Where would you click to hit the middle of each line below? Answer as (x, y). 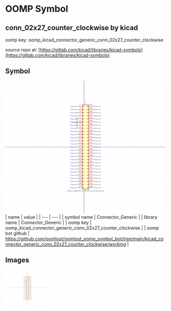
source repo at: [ (23, 50)
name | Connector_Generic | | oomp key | (48, 222)
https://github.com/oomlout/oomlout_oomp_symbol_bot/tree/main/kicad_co (84, 239)
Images (17, 260)
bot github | (17, 233)
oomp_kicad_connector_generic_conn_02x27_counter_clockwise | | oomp (82, 228)
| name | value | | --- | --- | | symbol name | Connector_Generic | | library (81, 217)
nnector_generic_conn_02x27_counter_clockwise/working (66, 244)
